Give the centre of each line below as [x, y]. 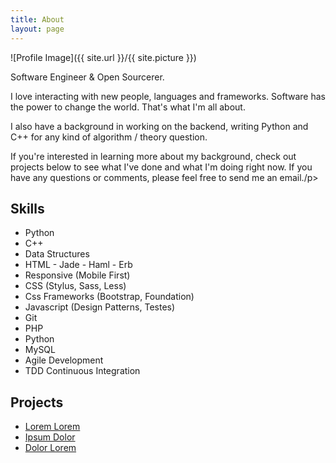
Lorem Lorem [52, 427]
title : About [37, 19]
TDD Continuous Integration [82, 371]
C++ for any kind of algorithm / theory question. [109, 137]
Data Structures [57, 254]
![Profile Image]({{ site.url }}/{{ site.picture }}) [103, 57]
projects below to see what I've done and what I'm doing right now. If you [161, 167]
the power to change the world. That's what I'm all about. [128, 107]
